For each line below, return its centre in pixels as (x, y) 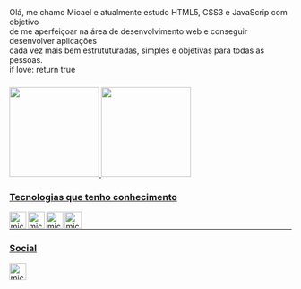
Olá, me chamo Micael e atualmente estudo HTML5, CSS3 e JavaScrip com (149, 12)
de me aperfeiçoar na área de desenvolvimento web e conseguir (129, 31)
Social (23, 249)
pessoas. (26, 60)
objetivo (24, 22)
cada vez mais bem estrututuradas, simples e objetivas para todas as (137, 50)
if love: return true (43, 70)
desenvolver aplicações (53, 41)
